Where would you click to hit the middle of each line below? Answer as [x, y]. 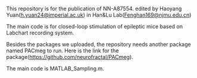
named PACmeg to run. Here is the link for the [63, 51]
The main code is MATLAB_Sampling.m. [55, 68]
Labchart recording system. [40, 33]
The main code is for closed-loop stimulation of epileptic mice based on [95, 26]
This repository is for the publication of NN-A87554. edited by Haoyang [94, 9]
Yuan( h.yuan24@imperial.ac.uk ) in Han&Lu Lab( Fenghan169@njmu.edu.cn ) [99, 15]
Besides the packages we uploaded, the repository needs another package [98, 44]
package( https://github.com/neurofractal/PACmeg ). [70, 57]
